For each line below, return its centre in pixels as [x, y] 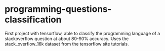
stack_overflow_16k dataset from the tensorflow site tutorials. [67, 44]
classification [33, 20]
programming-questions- [58, 9]
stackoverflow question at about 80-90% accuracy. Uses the [67, 39]
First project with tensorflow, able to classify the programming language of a [82, 33]
